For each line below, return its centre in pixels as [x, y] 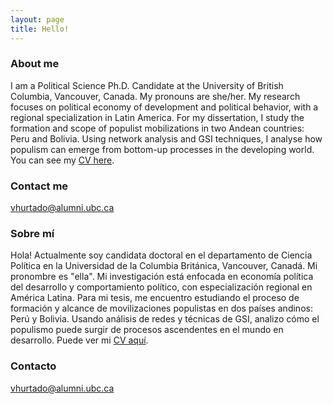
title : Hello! [40, 29]
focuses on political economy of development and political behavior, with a [164, 107]
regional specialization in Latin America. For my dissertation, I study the [157, 117]
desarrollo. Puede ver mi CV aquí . [79, 340]
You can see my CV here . [62, 160]
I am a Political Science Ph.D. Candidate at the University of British [147, 85]
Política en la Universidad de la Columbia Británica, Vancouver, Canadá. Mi [164, 266]
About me [35, 64]
